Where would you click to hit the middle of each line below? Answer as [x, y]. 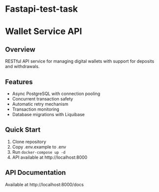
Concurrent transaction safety [43, 99]
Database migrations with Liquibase [48, 114]
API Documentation [36, 173]
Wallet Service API [44, 32]
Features [19, 82]
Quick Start [23, 130]
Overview [20, 49]
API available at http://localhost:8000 [50, 157]
